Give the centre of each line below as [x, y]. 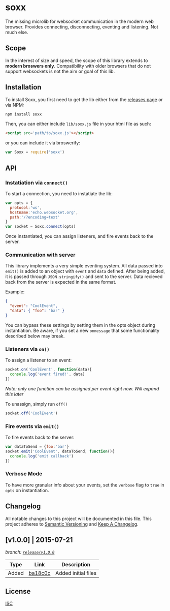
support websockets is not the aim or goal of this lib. [60, 71]
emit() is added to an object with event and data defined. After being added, [85, 271]
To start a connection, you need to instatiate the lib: [59, 193]
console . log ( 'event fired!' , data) [47, 374]
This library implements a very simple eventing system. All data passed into [84, 266]
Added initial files [76, 573]
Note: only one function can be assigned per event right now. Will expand [82, 388]
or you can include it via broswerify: [43, 143]
